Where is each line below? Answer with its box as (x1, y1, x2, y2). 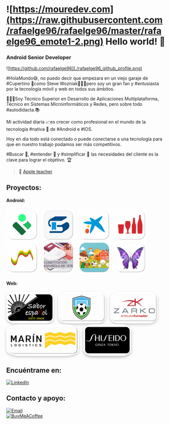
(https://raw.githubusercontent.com (6, 14, 163, 26)
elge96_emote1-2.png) (6, 36, 104, 48)
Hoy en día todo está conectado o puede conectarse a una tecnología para (6, 136, 163, 142)
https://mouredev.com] (13, 4, 114, 15)
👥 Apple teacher (18, 169, 53, 175)
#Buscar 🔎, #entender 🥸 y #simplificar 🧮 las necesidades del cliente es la (6, 151, 159, 158)
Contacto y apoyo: (6, 394, 66, 403)
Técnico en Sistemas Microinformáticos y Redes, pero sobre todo (6, 101, 143, 107)
